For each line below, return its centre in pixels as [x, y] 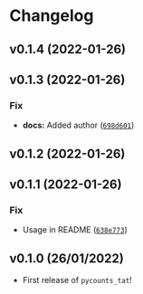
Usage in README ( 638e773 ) [75, 230]
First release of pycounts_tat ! [77, 280]
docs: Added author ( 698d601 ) [78, 125]
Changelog [52, 16]
